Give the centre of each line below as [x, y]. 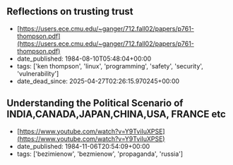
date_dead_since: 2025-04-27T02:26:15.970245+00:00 [98, 81]
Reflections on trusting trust [70, 12]
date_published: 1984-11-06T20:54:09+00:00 [83, 146]
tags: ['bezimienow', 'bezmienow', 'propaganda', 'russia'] [100, 154]
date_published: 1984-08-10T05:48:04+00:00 [84, 59]
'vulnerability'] [38, 73]
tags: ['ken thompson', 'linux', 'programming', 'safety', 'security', [110, 66]
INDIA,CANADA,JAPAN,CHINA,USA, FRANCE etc [116, 115]
